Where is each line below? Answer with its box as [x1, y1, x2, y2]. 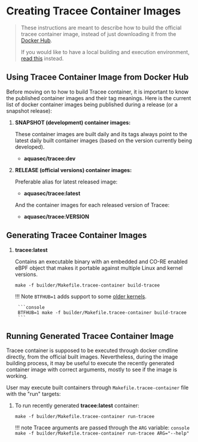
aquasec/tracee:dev [23, 155, 76, 162]
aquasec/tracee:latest [23, 190, 81, 197]
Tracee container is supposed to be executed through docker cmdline [6, 347, 178, 354]
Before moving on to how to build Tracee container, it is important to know [6, 88, 189, 95]
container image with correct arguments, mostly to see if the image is [6, 366, 178, 373]
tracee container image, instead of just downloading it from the [20, 30, 176, 37]
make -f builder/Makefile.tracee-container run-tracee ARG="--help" [14, 431, 190, 437]
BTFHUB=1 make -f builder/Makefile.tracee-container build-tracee [17, 309, 187, 315]
